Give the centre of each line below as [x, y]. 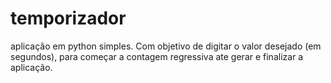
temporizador [68, 18]
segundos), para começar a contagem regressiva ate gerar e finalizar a [157, 56]
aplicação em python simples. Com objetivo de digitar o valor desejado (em [166, 46]
